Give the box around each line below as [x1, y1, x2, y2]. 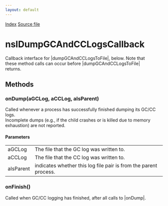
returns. [5, 65, 21, 71]
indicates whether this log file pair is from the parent [34, 162, 157, 169]
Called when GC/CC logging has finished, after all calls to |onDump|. [5, 194, 146, 200]
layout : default [5, 7, 39, 12]
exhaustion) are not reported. [5, 122, 66, 128]
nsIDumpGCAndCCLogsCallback [5, 38, 145, 50]
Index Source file [5, 21, 40, 27]
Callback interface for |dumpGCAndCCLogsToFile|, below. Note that [5, 55, 145, 61]
